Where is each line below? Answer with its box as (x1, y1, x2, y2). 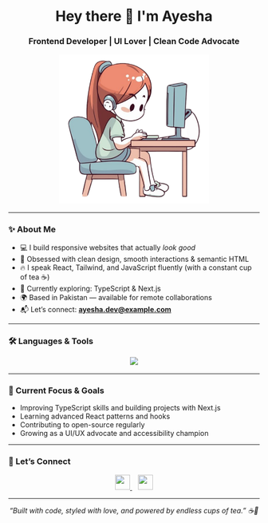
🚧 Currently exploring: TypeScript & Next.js (19, 283, 161, 293)
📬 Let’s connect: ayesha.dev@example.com (19, 304, 171, 314)
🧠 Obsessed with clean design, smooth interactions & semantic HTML (19, 254, 250, 263)
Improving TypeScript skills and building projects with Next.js (19, 403, 221, 413)
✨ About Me (8, 224, 56, 235)
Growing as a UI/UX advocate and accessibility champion (19, 429, 209, 438)
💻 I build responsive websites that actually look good (19, 243, 196, 252)
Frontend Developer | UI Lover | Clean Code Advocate (28, 36, 240, 47)
